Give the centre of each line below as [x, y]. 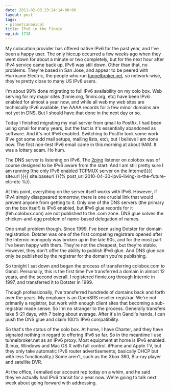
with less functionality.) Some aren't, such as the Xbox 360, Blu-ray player [83, 356]
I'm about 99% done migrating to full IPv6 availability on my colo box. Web [84, 91]
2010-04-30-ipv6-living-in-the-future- [125, 176]
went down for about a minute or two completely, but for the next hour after [85, 59]
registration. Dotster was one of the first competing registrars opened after [84, 234]
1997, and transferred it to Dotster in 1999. [49, 282]
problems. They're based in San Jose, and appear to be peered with [77, 70]
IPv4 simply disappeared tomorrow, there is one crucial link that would [79, 197]
